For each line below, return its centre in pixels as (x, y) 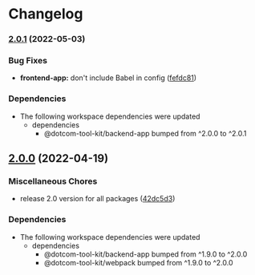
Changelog (46, 14)
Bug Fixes (28, 61)
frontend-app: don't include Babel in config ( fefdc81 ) (108, 78)
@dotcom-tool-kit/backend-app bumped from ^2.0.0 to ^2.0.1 (145, 133)
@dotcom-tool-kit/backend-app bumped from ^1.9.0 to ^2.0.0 (146, 254)
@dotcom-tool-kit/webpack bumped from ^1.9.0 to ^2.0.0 (139, 262)
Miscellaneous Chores (53, 181)
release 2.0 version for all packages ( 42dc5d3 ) (97, 199)
